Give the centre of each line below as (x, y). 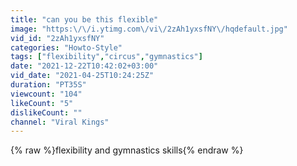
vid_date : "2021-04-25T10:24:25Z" (82, 76)
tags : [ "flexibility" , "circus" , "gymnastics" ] (106, 57)
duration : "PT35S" (48, 85)
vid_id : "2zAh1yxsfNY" (57, 38)
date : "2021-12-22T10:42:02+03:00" (84, 66)
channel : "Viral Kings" (60, 122)
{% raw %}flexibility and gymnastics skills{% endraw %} (127, 150)
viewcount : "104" (46, 94)
